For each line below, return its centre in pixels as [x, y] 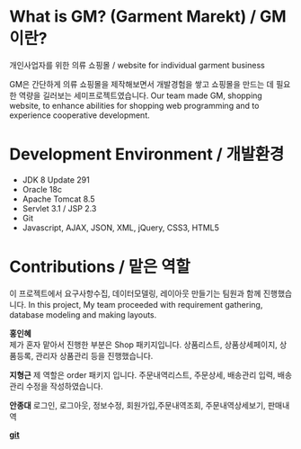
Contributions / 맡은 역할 [100, 267]
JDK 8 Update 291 [56, 180]
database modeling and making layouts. [83, 314]
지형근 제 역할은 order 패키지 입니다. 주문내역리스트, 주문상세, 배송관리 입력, [142, 374]
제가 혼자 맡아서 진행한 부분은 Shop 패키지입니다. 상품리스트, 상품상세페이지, [144, 345]
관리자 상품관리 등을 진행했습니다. [94, 355]
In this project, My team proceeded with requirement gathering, [146, 304]
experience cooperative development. [80, 115]
